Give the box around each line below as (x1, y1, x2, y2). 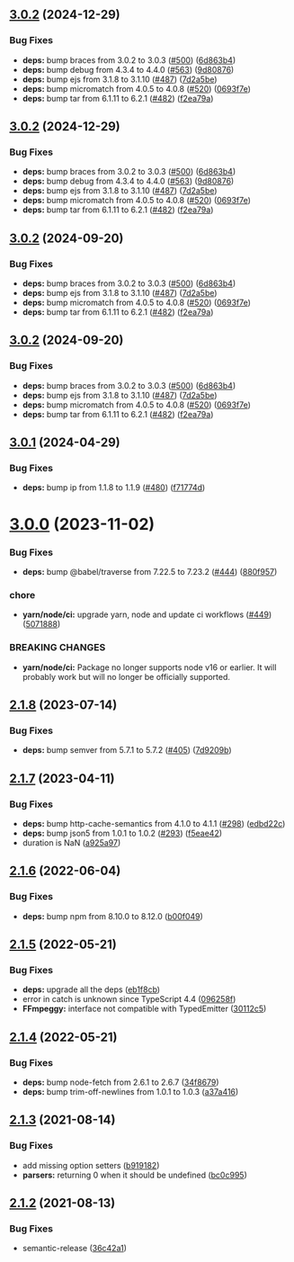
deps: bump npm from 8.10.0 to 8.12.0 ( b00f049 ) (22, 910, 204, 921)
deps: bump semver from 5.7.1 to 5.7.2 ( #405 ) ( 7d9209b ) (22, 745, 232, 756)
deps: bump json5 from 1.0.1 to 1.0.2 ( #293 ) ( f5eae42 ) (22, 828, 223, 838)
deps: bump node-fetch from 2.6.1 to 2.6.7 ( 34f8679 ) (22, 1077, 219, 1087)
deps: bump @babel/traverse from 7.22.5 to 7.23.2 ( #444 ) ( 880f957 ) (22, 566, 278, 577)
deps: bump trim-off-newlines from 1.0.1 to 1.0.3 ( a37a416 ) (22, 1086, 239, 1096)
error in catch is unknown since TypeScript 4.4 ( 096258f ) (22, 994, 236, 1005)
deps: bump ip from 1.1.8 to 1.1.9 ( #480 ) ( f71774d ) (22, 482, 206, 493)
